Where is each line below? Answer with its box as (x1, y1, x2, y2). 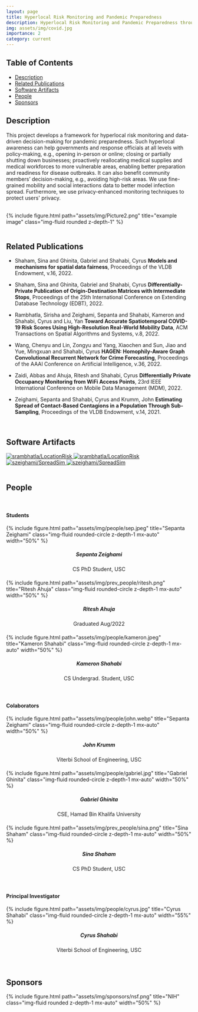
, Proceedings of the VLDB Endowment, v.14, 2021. (38, 409, 161, 416)
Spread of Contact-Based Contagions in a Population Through (14, 402, 170, 409)
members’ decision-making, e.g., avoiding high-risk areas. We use (6, 175, 167, 182)
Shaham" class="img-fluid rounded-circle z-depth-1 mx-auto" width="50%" (6, 831, 192, 838)
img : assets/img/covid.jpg (6, 25, 72, 31)
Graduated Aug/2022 (73, 621, 125, 628)
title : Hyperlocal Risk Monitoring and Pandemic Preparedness (6, 14, 162, 20)
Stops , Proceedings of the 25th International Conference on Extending (14, 293, 187, 301)
